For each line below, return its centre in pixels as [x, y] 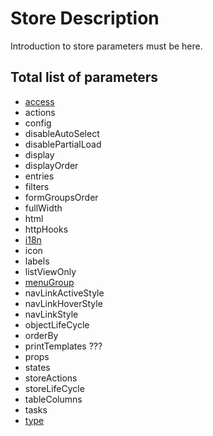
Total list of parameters [84, 77]
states [37, 367]
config [38, 123]
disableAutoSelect [62, 133]
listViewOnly [50, 271]
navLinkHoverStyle [63, 303]
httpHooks [46, 229]
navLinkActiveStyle [64, 293]
